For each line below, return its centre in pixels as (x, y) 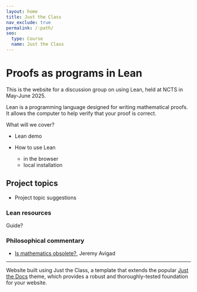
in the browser (41, 158)
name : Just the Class (38, 45)
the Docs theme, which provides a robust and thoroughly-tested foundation (97, 277)
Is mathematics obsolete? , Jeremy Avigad (65, 253)
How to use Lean (35, 147)
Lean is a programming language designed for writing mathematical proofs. (97, 107)
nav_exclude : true (28, 22)
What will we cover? (30, 124)
